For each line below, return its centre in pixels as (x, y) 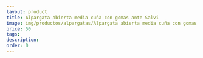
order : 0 (17, 46)
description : (23, 40)
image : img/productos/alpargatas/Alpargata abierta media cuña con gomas (102, 23)
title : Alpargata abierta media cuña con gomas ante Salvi (83, 18)
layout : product (27, 12)
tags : (13, 34)
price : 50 (19, 29)
